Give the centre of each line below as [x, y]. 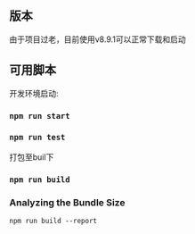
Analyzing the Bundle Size [67, 202]
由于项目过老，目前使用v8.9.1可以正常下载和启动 [97, 39]
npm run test [37, 138]
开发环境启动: [34, 93]
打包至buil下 [32, 157]
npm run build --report [53, 221]
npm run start [40, 116]
